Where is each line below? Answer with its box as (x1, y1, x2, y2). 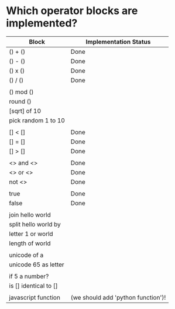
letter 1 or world (9, 229, 54, 238)
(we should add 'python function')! (70, 293, 166, 301)
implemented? (6, 16, 78, 30)
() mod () (9, 88, 34, 96)
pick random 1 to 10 (9, 116, 66, 124)
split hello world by (9, 220, 61, 228)
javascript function (9, 293, 60, 301)
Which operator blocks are (6, 4, 138, 18)
